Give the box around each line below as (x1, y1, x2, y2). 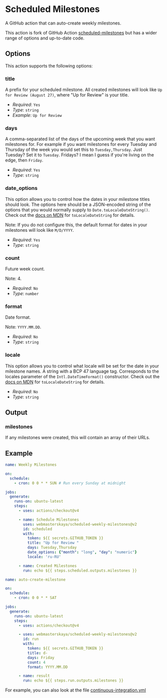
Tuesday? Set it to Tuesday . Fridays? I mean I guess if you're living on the (5, 152, 155, 158)
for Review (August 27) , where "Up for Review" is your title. (5, 92, 129, 98)
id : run (23, 637, 39, 642)
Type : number (12, 290, 39, 296)
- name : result (18, 674, 50, 679)
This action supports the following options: (5, 62, 93, 68)
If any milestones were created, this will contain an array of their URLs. (5, 435, 151, 441)
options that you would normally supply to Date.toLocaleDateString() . (5, 206, 150, 213)
